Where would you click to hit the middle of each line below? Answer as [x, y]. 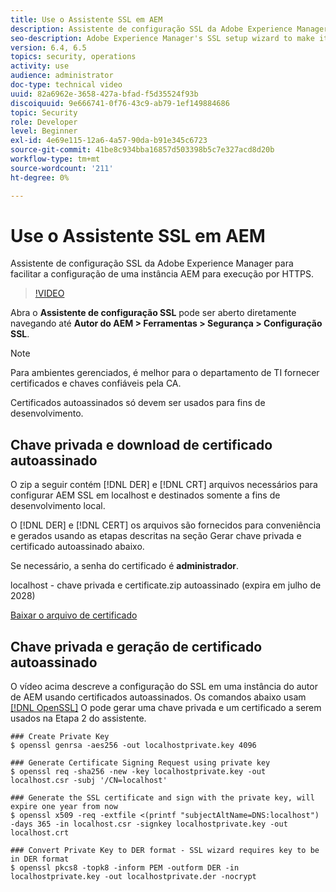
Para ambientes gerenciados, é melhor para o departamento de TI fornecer [165, 373]
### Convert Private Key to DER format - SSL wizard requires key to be [165, 851]
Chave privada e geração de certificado [136, 646]
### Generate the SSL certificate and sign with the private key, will [162, 798]
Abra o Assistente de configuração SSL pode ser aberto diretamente [153, 313]
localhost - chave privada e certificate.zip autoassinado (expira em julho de [166, 585]
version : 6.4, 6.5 [48, 47]
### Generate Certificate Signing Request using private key [140, 763]
